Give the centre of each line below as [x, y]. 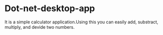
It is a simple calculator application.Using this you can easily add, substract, [81, 22]
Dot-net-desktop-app [50, 9]
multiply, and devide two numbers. [40, 27]
